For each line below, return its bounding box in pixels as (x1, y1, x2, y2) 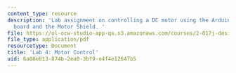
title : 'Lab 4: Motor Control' (7, 49, 99, 56)
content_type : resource (7, 10, 77, 17)
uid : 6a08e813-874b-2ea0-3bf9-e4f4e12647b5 (7, 56, 137, 63)
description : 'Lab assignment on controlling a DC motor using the (7, 17, 209, 24)
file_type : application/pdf (7, 36, 90, 43)
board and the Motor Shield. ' (13, 23, 105, 30)
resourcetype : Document (7, 42, 77, 49)
